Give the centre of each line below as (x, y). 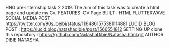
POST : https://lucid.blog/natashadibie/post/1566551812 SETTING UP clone (84, 29)
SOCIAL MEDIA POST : (29, 18)
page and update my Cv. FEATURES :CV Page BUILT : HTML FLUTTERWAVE (85, 13)
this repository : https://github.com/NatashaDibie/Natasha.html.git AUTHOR (84, 34)
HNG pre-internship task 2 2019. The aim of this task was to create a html (82, 7)
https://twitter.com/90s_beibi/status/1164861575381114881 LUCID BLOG (80, 24)
